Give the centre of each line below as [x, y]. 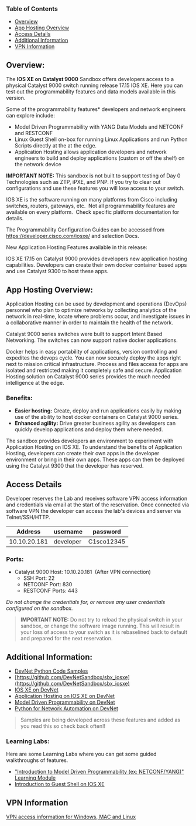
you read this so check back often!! [63, 726]
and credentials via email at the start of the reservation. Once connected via [98, 505]
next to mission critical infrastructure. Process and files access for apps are [97, 364]
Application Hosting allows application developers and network [90, 152]
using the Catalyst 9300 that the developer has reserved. [75, 466]
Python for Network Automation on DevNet [66, 709]
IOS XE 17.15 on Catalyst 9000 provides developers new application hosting [97, 259]
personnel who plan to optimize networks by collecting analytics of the [91, 310]
